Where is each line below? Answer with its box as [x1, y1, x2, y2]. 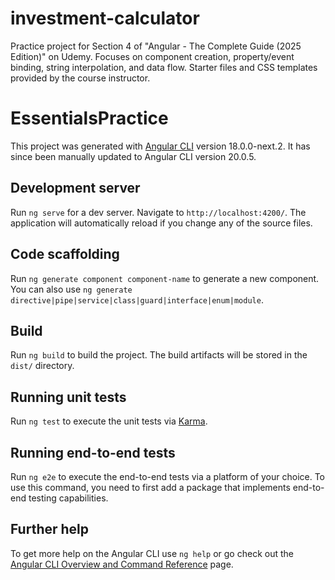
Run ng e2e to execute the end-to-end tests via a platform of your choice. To [10, 470, 326, 482]
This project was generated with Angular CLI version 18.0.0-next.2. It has [10, 140, 311, 152]
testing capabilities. [28, 492, 109, 504]
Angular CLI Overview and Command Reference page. [10, 558, 234, 570]
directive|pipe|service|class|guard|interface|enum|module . [10, 293, 264, 306]
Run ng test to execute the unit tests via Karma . [10, 415, 208, 427]
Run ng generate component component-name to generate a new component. [10, 272, 320, 284]
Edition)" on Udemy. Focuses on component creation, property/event [10, 50, 295, 62]
